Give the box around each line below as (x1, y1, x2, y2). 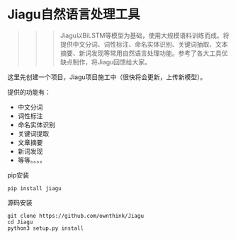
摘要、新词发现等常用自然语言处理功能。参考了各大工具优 (60, 49, 228, 57)
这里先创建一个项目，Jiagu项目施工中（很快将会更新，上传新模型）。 (7, 72, 207, 81)
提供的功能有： (7, 88, 51, 96)
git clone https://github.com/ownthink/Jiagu (7, 212, 144, 219)
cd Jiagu (7, 218, 33, 226)
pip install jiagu (7, 185, 62, 192)
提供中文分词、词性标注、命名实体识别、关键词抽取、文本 (60, 40, 228, 48)
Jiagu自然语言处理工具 (7, 6, 140, 23)
